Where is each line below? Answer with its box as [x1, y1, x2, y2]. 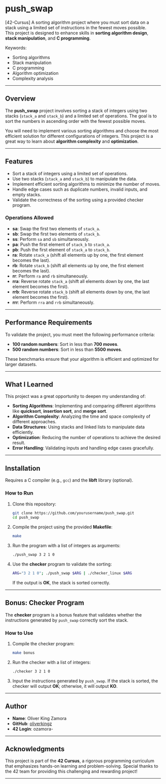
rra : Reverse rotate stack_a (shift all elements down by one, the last [12, 278, 150, 284]
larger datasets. [5, 361, 37, 367]
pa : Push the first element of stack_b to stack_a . [12, 241, 110, 247]
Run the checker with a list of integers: [12, 659, 91, 665]
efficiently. [12, 429, 34, 435]
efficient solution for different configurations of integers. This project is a [5, 133, 153, 139]
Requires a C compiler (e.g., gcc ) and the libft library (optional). [5, 477, 133, 483]
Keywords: [5, 45, 27, 51]
